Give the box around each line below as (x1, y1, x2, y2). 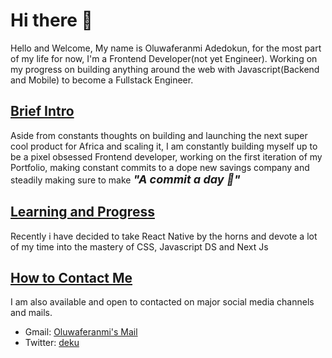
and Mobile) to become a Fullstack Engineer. (10, 74, 194, 86)
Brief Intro (10, 103, 75, 120)
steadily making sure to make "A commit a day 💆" (10, 172, 241, 186)
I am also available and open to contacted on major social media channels (10, 296, 315, 308)
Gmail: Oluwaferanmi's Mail (24, 326, 138, 338)
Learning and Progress (10, 204, 155, 221)
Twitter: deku (24, 337, 80, 349)
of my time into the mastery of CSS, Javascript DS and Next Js (10, 240, 269, 253)
